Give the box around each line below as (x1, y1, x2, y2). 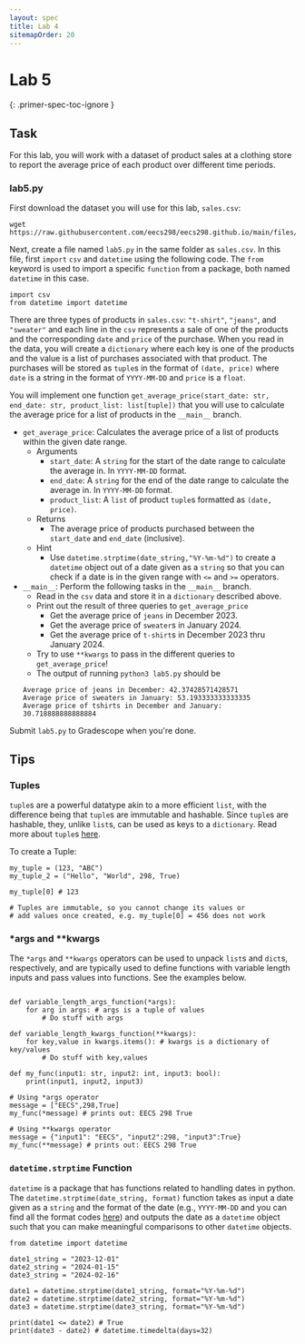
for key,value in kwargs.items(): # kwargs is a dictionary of (25, 1037, 271, 1047)
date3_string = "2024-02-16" (9, 1270, 120, 1280)
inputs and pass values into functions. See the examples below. (9, 973, 247, 983)
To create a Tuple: (9, 846, 77, 857)
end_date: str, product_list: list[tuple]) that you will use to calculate (9, 400, 285, 410)
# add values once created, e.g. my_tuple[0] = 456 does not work (9, 912, 266, 921)
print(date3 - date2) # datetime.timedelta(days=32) (9, 1326, 213, 1335)
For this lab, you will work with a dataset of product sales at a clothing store (9, 150, 292, 161)
